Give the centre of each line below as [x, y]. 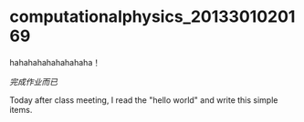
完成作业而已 [33, 81]
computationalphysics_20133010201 [152, 17]
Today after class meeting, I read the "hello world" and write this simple [144, 100]
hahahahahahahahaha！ [55, 62]
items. [21, 109]
